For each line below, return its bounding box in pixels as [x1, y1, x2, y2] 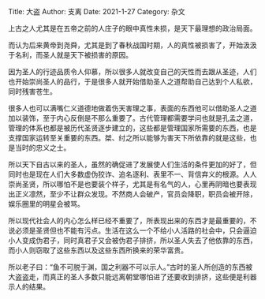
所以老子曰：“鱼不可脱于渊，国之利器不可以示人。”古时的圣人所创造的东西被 [8, 263, 253, 271]
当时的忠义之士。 [14, 143, 71, 152]
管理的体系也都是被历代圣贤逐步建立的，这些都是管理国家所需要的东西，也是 [8, 123, 257, 133]
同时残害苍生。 [8, 87, 57, 96]
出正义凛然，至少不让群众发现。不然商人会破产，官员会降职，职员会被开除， [8, 189, 257, 199]
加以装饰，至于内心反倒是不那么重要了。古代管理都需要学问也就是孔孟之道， [8, 114, 257, 122]
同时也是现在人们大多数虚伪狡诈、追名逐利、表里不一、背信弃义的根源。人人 [8, 170, 257, 179]
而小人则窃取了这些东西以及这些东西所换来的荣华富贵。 [8, 245, 188, 255]
